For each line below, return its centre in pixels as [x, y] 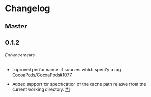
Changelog [28, 8]
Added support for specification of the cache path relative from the [79, 84]
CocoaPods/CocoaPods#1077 [42, 75]
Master [16, 26]
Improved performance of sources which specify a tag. [67, 70]
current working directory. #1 [41, 89]
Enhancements [20, 55]
